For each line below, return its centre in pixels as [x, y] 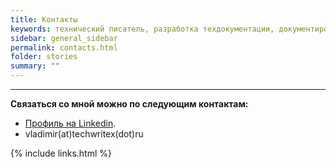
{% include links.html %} [61, 153]
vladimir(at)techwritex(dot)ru [84, 134]
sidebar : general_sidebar [64, 38]
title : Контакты [44, 19]
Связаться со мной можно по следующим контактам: [129, 104]
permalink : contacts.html [64, 47]
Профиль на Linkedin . [70, 123]
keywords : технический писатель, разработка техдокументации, [142, 29]
